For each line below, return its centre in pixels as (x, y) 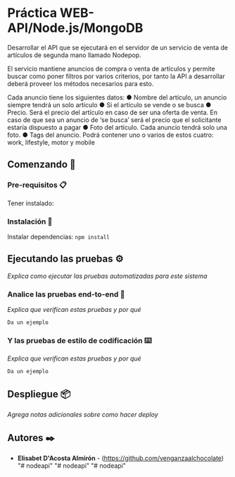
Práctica (32, 13)
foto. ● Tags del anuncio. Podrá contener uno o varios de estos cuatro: (110, 135)
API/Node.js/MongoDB (75, 28)
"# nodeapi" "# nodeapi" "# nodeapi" (72, 465)
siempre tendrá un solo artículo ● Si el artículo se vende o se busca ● (109, 104)
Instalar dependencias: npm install (59, 236)
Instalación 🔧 (30, 222)
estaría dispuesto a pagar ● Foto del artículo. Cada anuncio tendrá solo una (117, 127)
